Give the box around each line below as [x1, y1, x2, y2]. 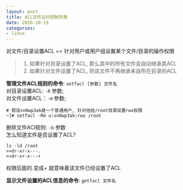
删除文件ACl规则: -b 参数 [6, 124, 66, 131]
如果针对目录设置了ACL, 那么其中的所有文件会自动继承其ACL [29, 60, 177, 67]
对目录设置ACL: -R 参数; [6, 87, 64, 94]
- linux [6, 31, 25, 37]
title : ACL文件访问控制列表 [6, 14, 68, 20]
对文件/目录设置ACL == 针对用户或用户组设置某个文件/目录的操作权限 [6, 48, 175, 55]
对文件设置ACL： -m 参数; [6, 95, 66, 102]
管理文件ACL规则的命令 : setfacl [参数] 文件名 [6, 80, 117, 87]
